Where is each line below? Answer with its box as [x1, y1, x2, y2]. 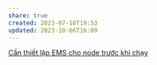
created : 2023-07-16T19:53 [8, 19, 98, 27]
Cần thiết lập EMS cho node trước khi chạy [8, 48, 149, 58]
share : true [8, 11, 48, 20]
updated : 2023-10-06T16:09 [8, 26, 98, 34]
